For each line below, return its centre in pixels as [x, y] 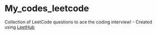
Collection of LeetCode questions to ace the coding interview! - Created [78, 22]
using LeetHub [20, 27]
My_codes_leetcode [47, 9]
